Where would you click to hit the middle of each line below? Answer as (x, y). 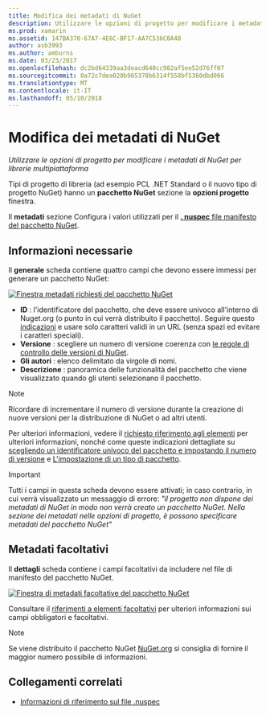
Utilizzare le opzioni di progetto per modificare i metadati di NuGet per (125, 160)
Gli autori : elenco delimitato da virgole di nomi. (98, 361)
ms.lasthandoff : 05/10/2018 (55, 98)
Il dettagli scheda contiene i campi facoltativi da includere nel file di (121, 568)
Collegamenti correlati (65, 682)
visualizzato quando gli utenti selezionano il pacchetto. (111, 378)
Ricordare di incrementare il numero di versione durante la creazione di (126, 409)
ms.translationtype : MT (48, 83)
